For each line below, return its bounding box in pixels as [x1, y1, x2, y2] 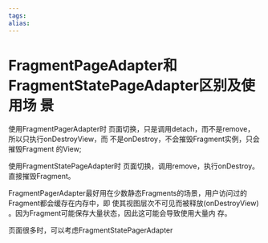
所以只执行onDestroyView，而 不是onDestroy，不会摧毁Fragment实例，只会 [8, 134, 261, 144]
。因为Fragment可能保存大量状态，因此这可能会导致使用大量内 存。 [8, 209, 232, 218]
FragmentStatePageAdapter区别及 [8, 76, 242, 95]
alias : [8, 19, 30, 27]
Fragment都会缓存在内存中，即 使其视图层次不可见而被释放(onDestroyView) [8, 198, 259, 209]
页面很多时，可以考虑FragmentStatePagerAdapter [8, 225, 173, 235]
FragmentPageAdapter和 [8, 56, 178, 75]
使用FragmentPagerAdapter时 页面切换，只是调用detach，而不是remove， [8, 124, 255, 134]
